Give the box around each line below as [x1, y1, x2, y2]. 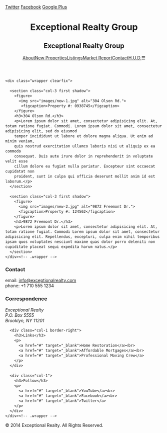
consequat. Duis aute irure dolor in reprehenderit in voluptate [14, 154, 153, 159]
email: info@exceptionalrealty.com [5, 278, 76, 284]
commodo [5, 149, 21, 154]
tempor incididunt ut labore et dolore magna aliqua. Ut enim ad [14, 134, 153, 139]
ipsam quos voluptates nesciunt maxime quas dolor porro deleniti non [5, 239, 155, 244]
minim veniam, [5, 139, 35, 144]
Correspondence [5, 295, 47, 302]
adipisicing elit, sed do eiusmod [5, 129, 77, 134]
